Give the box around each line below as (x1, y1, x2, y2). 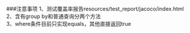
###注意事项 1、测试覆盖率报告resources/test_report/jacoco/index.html (6, 5, 185, 12)
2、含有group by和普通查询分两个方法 (6, 13, 101, 20)
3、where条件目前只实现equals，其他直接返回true (6, 20, 131, 27)
